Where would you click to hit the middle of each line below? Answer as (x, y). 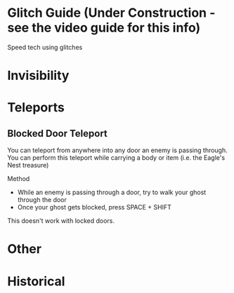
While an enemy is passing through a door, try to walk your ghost (112, 192)
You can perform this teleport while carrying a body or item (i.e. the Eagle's (116, 158)
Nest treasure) (28, 165)
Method (19, 179)
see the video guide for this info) (104, 28)
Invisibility (38, 76)
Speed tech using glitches (45, 47)
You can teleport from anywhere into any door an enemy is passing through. (118, 150)
